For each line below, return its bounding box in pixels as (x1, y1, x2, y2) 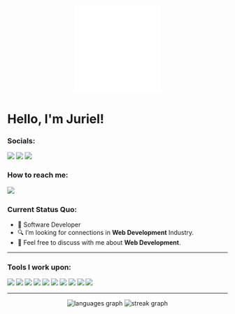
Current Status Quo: (7, 204, 78, 214)
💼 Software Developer (17, 220, 81, 229)
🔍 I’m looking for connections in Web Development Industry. (17, 229, 194, 237)
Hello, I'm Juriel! (7, 111, 105, 127)
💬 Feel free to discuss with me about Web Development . (17, 238, 181, 247)
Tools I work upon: (7, 262, 71, 272)
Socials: (7, 136, 36, 146)
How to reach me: (7, 170, 69, 180)
